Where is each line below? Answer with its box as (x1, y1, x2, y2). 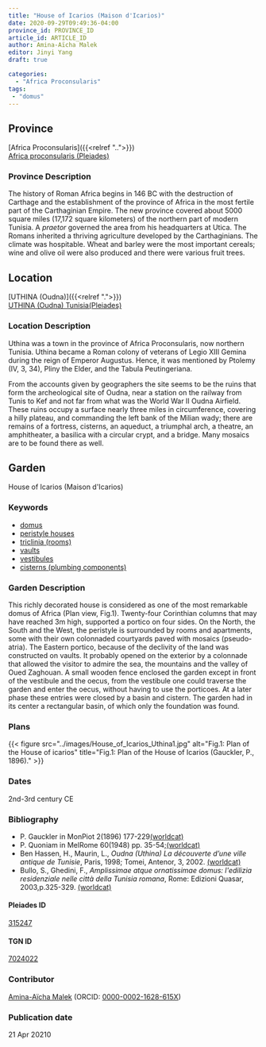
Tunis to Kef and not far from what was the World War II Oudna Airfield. (8, 396, 241, 406)
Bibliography (8, 814, 59, 825)
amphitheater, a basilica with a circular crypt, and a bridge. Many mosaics (8, 429, 250, 439)
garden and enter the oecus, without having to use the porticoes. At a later (8, 684, 253, 694)
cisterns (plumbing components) (19, 562, 127, 572)
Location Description (8, 321, 91, 332)
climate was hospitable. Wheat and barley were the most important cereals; (8, 240, 256, 249)
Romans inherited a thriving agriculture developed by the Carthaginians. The (8, 231, 258, 241)
